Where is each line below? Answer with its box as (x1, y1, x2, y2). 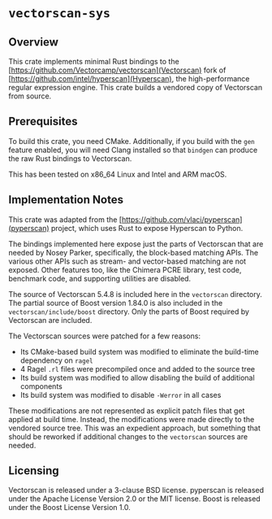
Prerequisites (8, 115, 78, 129)
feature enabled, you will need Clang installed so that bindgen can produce (8, 145, 258, 155)
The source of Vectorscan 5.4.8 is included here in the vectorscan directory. (8, 289, 262, 299)
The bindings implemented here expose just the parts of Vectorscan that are (8, 238, 264, 249)
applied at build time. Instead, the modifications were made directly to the (8, 414, 255, 424)
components (19, 381, 63, 391)
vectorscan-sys (8, 6, 111, 21)
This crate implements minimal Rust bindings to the (8, 57, 180, 66)
